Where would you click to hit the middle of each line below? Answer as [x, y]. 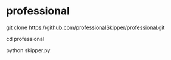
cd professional [25, 39]
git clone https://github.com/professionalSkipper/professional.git [85, 27]
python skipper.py [28, 50]
